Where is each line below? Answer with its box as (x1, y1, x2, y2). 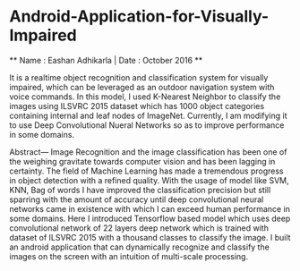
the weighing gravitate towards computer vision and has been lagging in (9, 156, 276, 166)
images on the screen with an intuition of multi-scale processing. (9, 250, 249, 261)
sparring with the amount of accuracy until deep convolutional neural (9, 194, 264, 205)
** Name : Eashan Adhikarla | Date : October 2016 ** (9, 55, 203, 65)
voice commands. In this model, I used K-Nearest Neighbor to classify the (9, 91, 281, 102)
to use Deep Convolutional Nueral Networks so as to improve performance (9, 119, 285, 131)
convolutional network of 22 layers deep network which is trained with (9, 222, 269, 233)
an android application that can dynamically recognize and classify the (9, 241, 270, 252)
